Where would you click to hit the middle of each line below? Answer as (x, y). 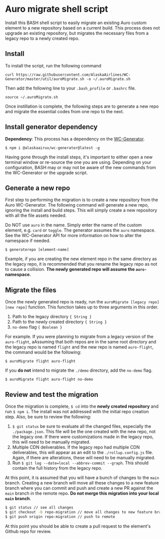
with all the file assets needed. (36, 215)
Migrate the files (31, 290)
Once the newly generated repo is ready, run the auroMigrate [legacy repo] (82, 302)
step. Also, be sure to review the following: (48, 417)
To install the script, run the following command (53, 65)
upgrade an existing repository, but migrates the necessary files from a (77, 33)
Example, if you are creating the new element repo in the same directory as (81, 259)
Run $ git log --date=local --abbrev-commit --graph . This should (80, 463)
